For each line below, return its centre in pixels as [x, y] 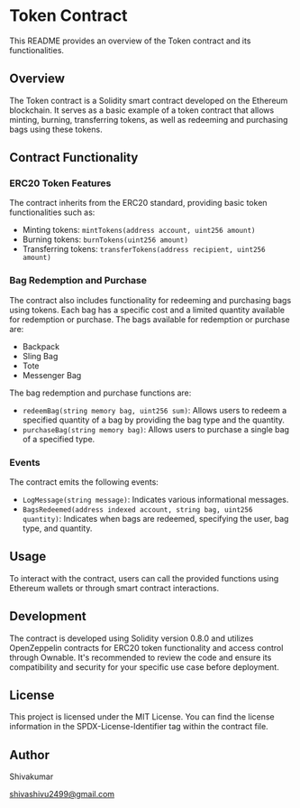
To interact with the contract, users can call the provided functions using [144, 578]
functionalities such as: [52, 212]
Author [29, 755]
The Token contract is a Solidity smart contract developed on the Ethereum [149, 100]
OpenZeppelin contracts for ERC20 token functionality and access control [146, 647]
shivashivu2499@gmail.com [62, 794]
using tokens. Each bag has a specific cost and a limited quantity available [147, 310]
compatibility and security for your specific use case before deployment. [144, 667]
